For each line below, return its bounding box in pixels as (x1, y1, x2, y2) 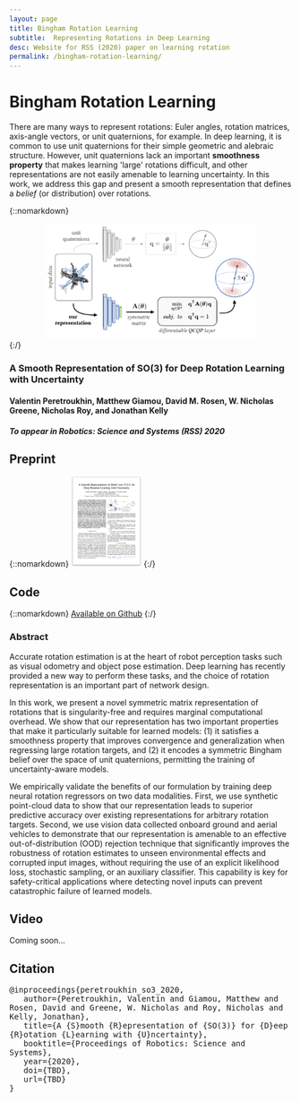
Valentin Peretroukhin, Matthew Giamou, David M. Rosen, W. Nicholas (9, 395, 275, 406)
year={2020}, (23, 1056, 81, 1067)
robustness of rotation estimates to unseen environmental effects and (9, 847, 267, 859)
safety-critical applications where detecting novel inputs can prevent (9, 876, 262, 886)
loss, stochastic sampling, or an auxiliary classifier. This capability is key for (9, 867, 288, 877)
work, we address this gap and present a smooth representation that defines (9, 179, 292, 190)
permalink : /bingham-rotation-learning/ (9, 52, 163, 62)
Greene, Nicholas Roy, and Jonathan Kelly (9, 405, 168, 415)
